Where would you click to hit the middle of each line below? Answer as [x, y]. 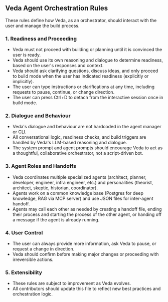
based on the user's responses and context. [58, 66]
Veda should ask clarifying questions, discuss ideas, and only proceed [85, 71]
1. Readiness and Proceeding [41, 39]
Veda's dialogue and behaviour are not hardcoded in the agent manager [87, 127]
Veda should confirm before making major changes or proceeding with [86, 254]
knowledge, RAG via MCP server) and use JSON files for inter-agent [83, 198]
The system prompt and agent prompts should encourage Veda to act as [88, 148]
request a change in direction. [43, 249]
